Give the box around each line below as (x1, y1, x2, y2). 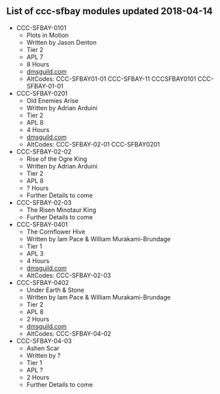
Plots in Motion (26, 31, 69, 39)
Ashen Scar (26, 344, 59, 352)
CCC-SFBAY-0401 (16, 220, 68, 228)
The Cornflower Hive (26, 227, 86, 236)
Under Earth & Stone (26, 286, 85, 294)
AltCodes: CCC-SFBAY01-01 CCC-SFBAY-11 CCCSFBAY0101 (26, 75, 196, 83)
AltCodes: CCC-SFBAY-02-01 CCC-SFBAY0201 (26, 140, 160, 148)
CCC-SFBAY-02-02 (16, 147, 72, 156)
